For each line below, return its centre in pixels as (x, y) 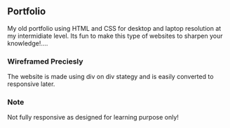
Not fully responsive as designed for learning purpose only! (93, 118)
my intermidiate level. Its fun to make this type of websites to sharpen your (115, 36)
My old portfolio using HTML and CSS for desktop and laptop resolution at (114, 28)
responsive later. (31, 84)
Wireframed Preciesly (45, 61)
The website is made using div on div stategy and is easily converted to (110, 77)
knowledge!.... (28, 43)
